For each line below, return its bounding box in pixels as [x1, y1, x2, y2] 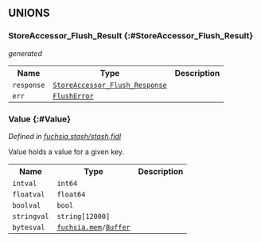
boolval [12, 200, 41, 210]
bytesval [12, 223, 45, 232]
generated [8, 48, 42, 58]
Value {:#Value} [8, 113, 72, 125]
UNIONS [8, 6, 50, 20]
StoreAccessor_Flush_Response [53, 80, 167, 89]
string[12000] [56, 212, 111, 220]
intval [12, 179, 37, 188]
